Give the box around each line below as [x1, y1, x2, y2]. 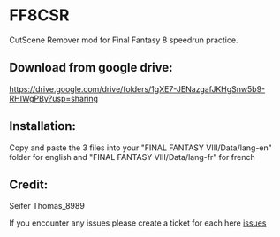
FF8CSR [9, 5, 70, 26]
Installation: [9, 119, 77, 134]
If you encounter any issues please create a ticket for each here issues [9, 218, 267, 228]
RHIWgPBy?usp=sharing [9, 93, 99, 103]
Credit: [9, 177, 49, 192]
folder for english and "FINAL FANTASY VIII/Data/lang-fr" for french [9, 151, 255, 162]
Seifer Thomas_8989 [9, 201, 86, 211]
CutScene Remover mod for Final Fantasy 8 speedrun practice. [9, 34, 238, 45]
